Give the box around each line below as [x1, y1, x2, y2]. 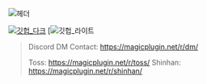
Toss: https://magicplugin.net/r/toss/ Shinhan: [27, 57, 181, 67]
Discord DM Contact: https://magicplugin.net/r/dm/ [27, 42, 199, 52]
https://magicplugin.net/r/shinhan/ [27, 66, 143, 76]
